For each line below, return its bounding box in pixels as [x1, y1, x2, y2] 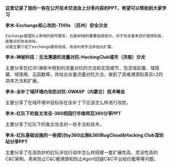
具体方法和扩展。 [5, 78, 41, 83]
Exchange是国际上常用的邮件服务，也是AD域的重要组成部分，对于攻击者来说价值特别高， [5, 33, 165, 38]
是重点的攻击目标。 [5, 39, 40, 44]
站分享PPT [5, 138, 28, 144]
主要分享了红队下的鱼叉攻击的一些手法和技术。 [5, 121, 104, 127]
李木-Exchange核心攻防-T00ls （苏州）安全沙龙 [5, 23, 108, 28]
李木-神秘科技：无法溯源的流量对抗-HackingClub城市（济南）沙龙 [5, 54, 146, 60]
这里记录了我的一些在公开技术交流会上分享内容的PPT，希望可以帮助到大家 [5, 5, 162, 11]
